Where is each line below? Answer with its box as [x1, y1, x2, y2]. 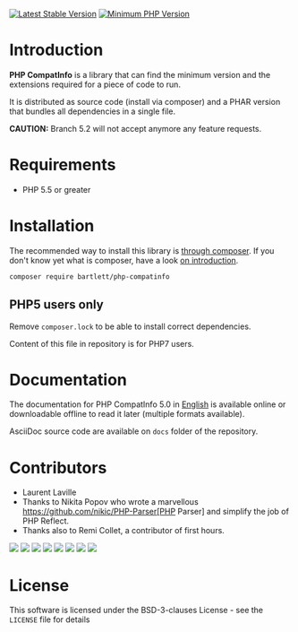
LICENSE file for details [9, 614, 90, 625]
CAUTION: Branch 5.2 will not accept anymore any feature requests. [9, 123, 262, 134]
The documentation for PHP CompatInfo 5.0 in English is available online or [9, 399, 286, 410]
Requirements [9, 155, 116, 175]
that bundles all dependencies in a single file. [9, 106, 176, 117]
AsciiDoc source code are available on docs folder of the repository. [9, 426, 259, 437]
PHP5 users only [9, 297, 105, 313]
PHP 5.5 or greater [21, 184, 91, 195]
